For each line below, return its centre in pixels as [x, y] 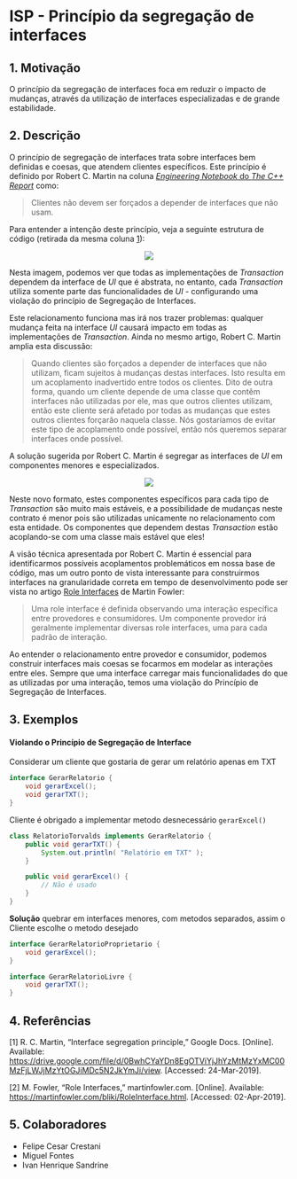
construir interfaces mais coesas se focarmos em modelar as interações [141, 663]
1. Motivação [45, 68]
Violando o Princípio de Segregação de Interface [101, 742]
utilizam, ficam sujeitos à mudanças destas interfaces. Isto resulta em [158, 372]
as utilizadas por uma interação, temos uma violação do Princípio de [134, 682]
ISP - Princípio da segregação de [132, 16]
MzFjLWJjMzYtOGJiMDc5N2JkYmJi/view [85, 1070]
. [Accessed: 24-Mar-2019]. [211, 1070]
